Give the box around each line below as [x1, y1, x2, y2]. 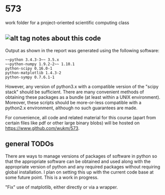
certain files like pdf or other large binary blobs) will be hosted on [5, 120, 140, 126]
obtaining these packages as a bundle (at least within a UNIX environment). [5, 94, 161, 100]
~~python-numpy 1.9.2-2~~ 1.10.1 [5, 61, 75, 67]
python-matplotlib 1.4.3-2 [5, 70, 61, 75]
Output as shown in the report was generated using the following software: [5, 47, 159, 53]
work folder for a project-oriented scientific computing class [5, 20, 129, 26]
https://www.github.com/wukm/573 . [5, 125, 80, 131]
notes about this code [31, 34, 101, 43]
